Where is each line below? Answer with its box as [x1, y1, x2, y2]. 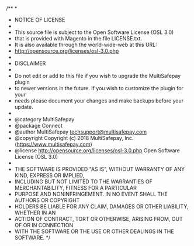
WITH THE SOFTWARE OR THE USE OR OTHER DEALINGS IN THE [14, 228, 174, 235]
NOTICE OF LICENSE [14, 16, 65, 23]
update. [14, 104, 33, 110]
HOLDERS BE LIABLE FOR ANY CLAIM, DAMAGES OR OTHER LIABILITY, [14, 203, 189, 210]
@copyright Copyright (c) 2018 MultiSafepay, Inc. [14, 135, 134, 141]
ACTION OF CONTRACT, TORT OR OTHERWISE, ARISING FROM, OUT [14, 216, 183, 222]
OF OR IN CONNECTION [14, 222, 74, 228]
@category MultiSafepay [14, 116, 75, 122]
